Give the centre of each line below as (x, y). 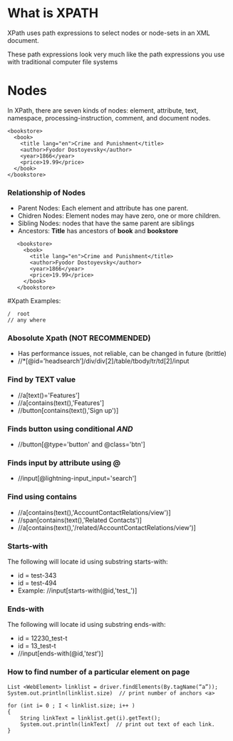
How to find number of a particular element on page (99, 672)
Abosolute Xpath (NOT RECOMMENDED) (79, 338)
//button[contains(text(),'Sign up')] (68, 410)
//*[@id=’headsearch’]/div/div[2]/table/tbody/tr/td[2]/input (103, 361)
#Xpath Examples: (34, 301)
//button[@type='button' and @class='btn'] (82, 444)
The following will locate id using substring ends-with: (87, 625)
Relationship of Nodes (46, 193)
